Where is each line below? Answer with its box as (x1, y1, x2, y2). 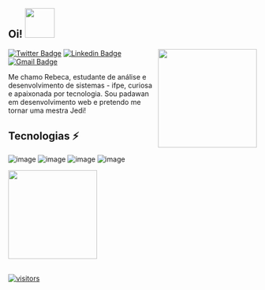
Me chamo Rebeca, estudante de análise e (8, 72, 147, 81)
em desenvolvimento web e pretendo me (8, 97, 141, 106)
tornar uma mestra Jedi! (8, 106, 87, 115)
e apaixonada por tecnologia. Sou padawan (8, 88, 150, 99)
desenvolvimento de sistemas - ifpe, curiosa (8, 80, 152, 90)
